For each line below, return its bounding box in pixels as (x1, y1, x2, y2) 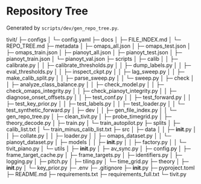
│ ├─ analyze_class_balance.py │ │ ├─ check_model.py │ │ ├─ (6, 80, 164, 88)
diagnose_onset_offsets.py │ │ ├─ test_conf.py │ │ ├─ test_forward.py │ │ (6, 94, 192, 101)
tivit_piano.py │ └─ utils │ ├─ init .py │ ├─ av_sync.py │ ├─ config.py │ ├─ (6, 145, 191, 152)
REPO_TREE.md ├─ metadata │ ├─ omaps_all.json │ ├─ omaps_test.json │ (6, 42, 191, 49)
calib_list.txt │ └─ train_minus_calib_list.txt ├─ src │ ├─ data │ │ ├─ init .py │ (6, 125, 197, 133)
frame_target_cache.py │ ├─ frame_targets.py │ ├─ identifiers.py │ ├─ (6, 151, 182, 158)
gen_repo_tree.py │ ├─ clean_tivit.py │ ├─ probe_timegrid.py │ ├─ (6, 113, 172, 120)
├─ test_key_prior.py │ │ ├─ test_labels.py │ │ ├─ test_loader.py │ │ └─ (6, 100, 185, 107)
